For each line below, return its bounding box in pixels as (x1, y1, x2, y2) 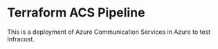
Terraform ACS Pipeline (7, 5, 145, 21)
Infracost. (7, 35, 35, 43)
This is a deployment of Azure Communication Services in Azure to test (7, 28, 211, 36)
